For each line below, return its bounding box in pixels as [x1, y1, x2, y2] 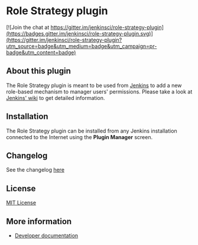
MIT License [6, 199, 37, 207]
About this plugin [6, 66, 71, 76]
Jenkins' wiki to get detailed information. [6, 94, 105, 101]
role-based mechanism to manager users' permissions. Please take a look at [6, 88, 193, 95]
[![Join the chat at [6, 24, 50, 31]
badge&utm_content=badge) [6, 49, 76, 56]
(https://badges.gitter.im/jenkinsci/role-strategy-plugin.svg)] [6, 30, 154, 37]
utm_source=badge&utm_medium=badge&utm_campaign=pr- [6, 43, 157, 50]
